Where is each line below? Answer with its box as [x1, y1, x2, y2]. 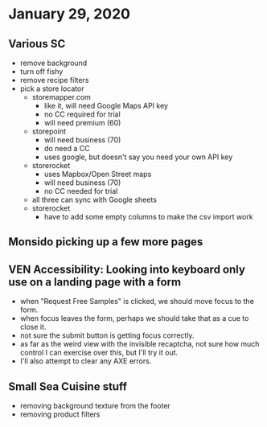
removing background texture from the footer [19, 401, 170, 411]
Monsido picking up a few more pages [8, 235, 203, 249]
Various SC [8, 37, 66, 51]
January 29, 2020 [8, 5, 131, 23]
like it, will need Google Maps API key [43, 101, 169, 110]
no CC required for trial [43, 109, 121, 119]
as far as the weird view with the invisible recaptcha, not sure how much [19, 339, 260, 349]
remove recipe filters [19, 76, 89, 84]
